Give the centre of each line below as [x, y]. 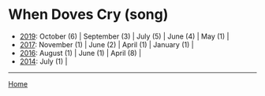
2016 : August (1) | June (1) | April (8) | [80, 53]
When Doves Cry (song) [88, 15]
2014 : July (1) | [43, 61]
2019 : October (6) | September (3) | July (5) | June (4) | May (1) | [124, 36]
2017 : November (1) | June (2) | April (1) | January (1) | [107, 44]
